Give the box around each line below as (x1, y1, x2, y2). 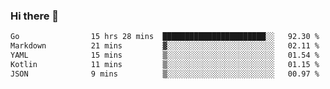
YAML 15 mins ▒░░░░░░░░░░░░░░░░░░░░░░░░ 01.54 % (10, 50, 320, 61)
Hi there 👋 (10, 9, 60, 23)
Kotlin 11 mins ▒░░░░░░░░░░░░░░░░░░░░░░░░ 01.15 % (10, 59, 320, 69)
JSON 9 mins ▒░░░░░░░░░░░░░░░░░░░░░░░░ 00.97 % (10, 69, 320, 79)
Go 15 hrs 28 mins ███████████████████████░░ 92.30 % (10, 32, 320, 42)
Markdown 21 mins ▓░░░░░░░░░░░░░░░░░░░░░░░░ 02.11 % (10, 41, 320, 51)
